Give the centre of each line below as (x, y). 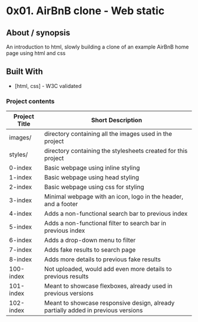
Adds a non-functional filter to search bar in (105, 223)
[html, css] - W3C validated (48, 86)
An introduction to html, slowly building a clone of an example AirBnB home (98, 47)
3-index (21, 200)
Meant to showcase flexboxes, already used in (108, 286)
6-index (21, 240)
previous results (66, 277)
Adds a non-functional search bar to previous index (116, 214)
